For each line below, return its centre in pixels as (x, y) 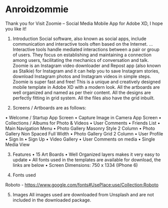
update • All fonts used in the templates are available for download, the (87, 160)
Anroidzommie (37, 9)
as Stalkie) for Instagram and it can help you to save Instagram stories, (86, 71)
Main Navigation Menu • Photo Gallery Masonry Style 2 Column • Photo (80, 128)
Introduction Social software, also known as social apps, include (79, 39)
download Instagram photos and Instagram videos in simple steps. (82, 76)
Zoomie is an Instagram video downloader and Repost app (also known (87, 65)
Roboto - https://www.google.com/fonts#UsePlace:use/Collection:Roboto (82, 185)
